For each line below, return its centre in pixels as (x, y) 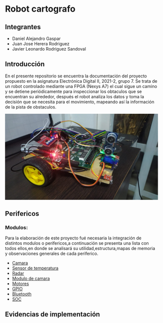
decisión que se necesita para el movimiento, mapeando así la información (80, 102)
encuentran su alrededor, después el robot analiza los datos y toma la (75, 96)
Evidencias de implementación (53, 314)
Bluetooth (22, 294)
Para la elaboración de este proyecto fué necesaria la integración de (73, 238)
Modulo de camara (31, 278)
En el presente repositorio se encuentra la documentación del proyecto (76, 76)
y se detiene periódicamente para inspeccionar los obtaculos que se (73, 91)
